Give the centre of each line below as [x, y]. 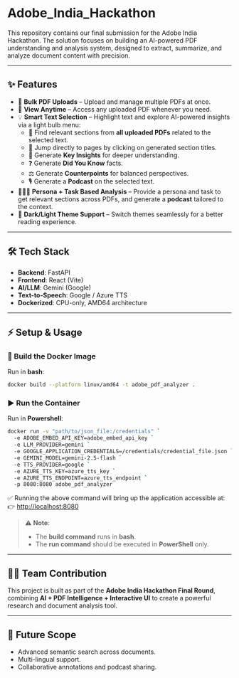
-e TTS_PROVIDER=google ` [52, 465]
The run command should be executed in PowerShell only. [122, 544]
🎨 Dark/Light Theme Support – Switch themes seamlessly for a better [121, 214]
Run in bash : [26, 372]
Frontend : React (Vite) [51, 280]
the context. [35, 206]
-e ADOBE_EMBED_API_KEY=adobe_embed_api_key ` [84, 438]
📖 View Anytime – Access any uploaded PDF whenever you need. [115, 109]
